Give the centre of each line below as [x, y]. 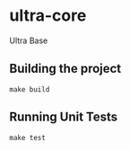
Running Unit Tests [64, 117]
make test [28, 137]
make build [30, 89]
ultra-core [48, 16]
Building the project [65, 69]
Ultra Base [29, 40]
